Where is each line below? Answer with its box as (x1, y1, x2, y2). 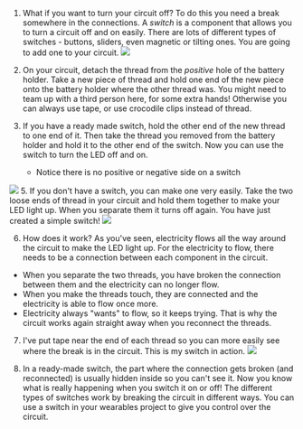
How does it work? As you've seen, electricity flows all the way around (22, 233, 287, 243)
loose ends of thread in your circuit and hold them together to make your (9, 195, 280, 206)
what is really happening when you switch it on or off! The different (22, 383, 273, 393)
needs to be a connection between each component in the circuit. (22, 252, 269, 263)
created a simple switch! (9, 216, 101, 226)
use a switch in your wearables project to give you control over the (22, 402, 271, 412)
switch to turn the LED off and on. (22, 149, 148, 160)
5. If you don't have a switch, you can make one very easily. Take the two (20, 185, 294, 196)
